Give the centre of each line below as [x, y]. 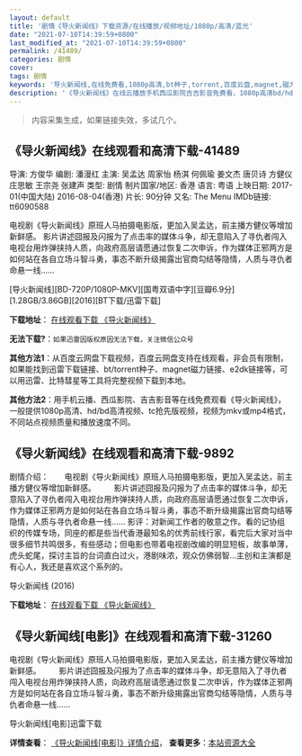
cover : [22, 68]
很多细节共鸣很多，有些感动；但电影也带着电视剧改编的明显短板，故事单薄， [151, 544]
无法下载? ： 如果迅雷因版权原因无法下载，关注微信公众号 [102, 339]
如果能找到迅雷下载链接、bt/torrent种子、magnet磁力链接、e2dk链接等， [145, 369]
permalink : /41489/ [46, 51]
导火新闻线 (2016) [42, 586]
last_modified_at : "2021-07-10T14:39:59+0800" [98, 43]
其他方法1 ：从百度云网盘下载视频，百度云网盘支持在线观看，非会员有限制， [149, 358]
